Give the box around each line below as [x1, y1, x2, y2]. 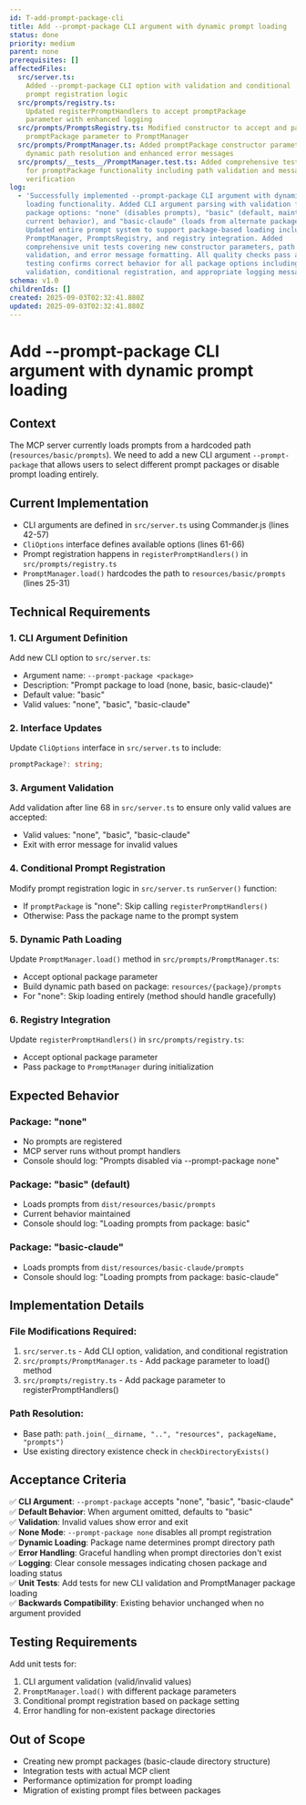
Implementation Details [9, 1297, 145, 1313]
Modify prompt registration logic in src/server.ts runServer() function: [9, 882, 278, 893]
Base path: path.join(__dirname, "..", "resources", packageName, [22, 1428, 278, 1439]
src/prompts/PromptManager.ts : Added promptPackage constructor [17, 140, 267, 150]
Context [9, 416, 56, 431]
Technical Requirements [9, 603, 151, 620]
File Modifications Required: [9, 1325, 138, 1337]
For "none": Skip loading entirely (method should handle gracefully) [22, 990, 277, 1001]
